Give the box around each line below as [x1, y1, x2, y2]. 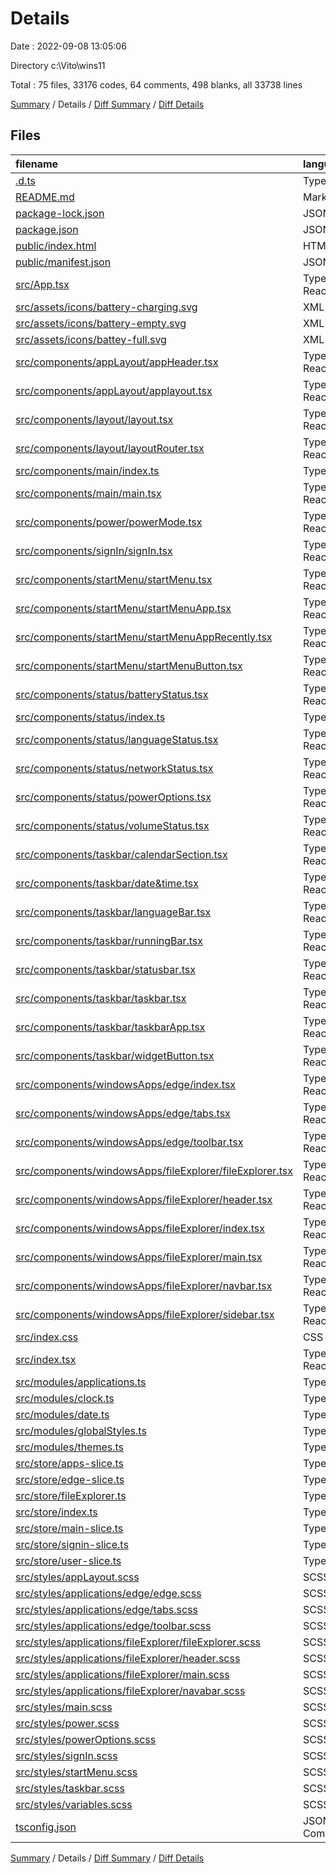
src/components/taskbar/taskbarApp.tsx [15, 1020, 206, 1034]
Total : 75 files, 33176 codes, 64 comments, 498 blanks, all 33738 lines [10, 78, 303, 91]
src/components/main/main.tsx [15, 486, 162, 500]
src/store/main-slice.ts [15, 1521, 124, 1535]
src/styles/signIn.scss [15, 1748, 118, 1762]
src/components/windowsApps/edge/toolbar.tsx [15, 1135, 244, 1149]
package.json [15, 222, 79, 236]
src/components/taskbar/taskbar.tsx [15, 991, 187, 1005]
